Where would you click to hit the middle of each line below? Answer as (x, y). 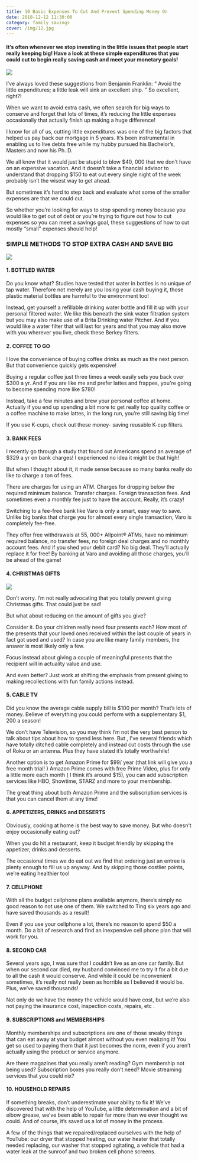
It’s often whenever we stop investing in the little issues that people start (97, 47)
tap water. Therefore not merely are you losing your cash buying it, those (95, 290)
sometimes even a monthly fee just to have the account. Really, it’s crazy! (95, 499)
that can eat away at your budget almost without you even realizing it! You (96, 1039)
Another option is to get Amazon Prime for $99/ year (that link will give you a (99, 762)
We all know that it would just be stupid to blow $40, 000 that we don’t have (98, 162)
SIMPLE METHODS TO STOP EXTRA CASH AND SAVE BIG (90, 244)
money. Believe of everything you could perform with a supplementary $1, (96, 714)
